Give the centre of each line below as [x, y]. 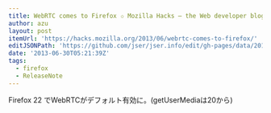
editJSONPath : [32, 46]
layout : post [30, 31]
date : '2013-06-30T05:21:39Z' [59, 53]
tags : [17, 61]
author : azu [28, 23]
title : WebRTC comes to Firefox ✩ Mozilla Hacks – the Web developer [128, 16]
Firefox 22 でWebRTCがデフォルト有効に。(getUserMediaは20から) [121, 100]
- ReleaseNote [39, 76]
